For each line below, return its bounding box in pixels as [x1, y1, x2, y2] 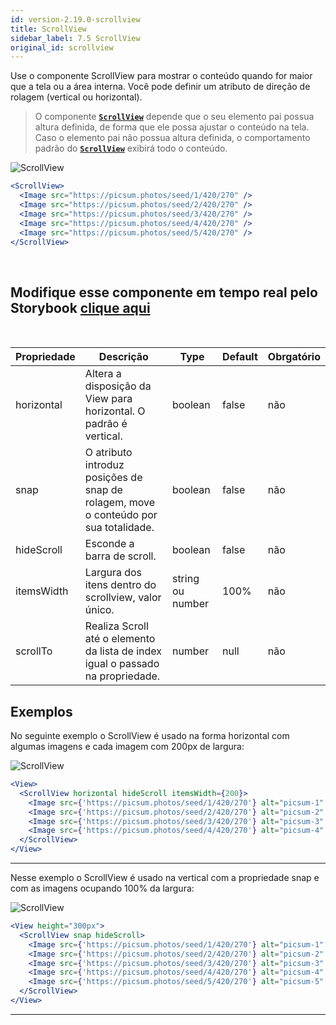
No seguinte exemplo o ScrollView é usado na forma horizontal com [10, 730, 290, 741]
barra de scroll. [84, 549, 157, 563]
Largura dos [84, 566, 143, 580]
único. [84, 603, 115, 617]
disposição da [84, 379, 152, 393]
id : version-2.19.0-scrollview [10, 14, 141, 25]
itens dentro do [84, 578, 157, 592]
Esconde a [84, 537, 135, 551]
